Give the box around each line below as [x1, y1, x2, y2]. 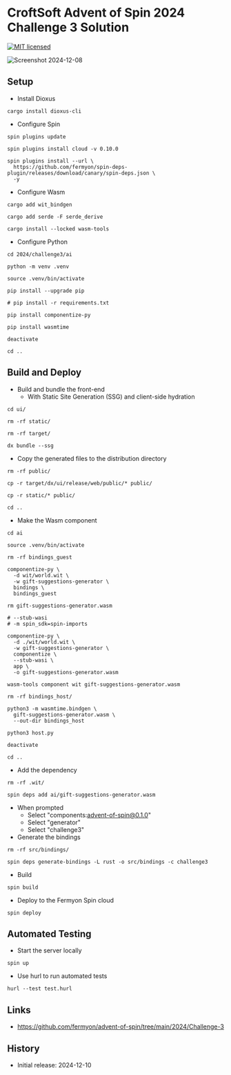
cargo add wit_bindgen [7, 201, 72, 208]
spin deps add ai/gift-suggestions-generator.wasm [7, 791, 156, 798]
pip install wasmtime [7, 323, 70, 330]
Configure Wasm [17, 188, 66, 196]
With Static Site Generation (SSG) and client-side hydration [27, 392, 195, 401]
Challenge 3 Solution [7, 19, 130, 35]
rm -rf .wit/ [7, 779, 45, 786]
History [7, 1042, 40, 1054]
